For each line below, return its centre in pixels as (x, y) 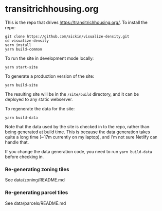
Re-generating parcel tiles (36, 193)
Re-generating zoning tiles (37, 169)
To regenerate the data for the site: (40, 108)
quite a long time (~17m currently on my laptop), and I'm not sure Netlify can (81, 137)
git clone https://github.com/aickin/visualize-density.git (67, 36)
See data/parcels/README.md (36, 203)
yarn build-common (24, 49)
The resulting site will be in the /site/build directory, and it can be (72, 94)
